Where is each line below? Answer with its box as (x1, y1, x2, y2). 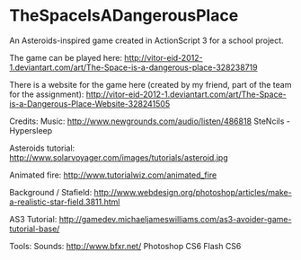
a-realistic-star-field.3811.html (9, 196, 120, 207)
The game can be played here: (9, 52, 123, 63)
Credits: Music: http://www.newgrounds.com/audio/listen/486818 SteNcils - (9, 116, 290, 126)
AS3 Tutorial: (9, 213, 58, 224)
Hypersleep (9, 125, 53, 135)
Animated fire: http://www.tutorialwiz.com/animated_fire (9, 169, 217, 180)
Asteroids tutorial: (9, 143, 75, 153)
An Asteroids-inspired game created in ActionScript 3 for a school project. (9, 35, 285, 46)
